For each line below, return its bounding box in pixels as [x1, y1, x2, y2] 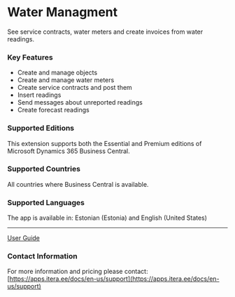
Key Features [7, 52, 54, 62]
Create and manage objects [17, 68, 98, 77]
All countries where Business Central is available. [7, 180, 149, 188]
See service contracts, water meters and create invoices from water [7, 27, 204, 36]
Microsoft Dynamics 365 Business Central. [7, 147, 131, 155]
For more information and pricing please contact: [7, 268, 148, 276]
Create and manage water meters [17, 76, 115, 84]
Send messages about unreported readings [17, 98, 143, 107]
